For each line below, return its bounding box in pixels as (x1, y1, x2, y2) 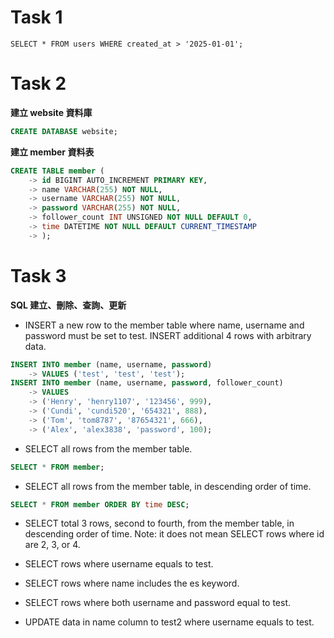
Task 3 (10, 264, 67, 287)
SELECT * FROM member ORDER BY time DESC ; (10, 499, 190, 510)
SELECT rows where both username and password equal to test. (24, 597, 292, 609)
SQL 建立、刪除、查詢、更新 (10, 299, 127, 311)
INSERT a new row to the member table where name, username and (24, 319, 305, 331)
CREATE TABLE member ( (10, 166, 105, 176)
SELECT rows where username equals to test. (24, 558, 214, 570)
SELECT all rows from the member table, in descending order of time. (24, 480, 312, 492)
